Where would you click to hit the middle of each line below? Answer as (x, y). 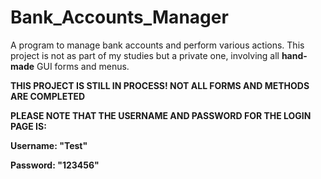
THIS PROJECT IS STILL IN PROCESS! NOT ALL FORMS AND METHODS (160, 85)
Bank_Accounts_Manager (119, 17)
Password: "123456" (55, 165)
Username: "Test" (49, 145)
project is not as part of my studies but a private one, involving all (145, 55)
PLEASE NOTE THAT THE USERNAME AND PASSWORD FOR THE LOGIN (161, 115)
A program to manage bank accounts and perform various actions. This (157, 45)
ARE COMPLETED (48, 96)
